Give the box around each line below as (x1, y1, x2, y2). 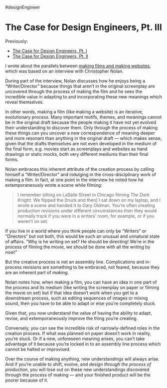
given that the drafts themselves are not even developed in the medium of (5, 140, 157, 146)
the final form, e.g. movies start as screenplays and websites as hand (5, 146, 148, 152)
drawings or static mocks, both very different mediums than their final (5, 151, 149, 157)
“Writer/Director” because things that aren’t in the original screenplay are (5, 83, 156, 89)
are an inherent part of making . (5, 269, 69, 275)
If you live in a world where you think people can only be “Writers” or (5, 228, 147, 234)
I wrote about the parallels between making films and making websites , (5, 62, 151, 69)
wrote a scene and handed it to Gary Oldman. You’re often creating (17, 202, 156, 208)
